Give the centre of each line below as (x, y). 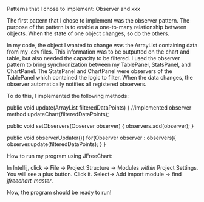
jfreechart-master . (30, 181)
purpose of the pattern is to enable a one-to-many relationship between (97, 27)
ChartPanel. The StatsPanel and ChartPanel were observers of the (90, 71)
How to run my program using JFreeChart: (60, 156)
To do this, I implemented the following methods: (68, 96)
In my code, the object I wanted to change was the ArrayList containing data (102, 45)
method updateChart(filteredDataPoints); (58, 114)
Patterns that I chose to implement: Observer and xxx (73, 9)
